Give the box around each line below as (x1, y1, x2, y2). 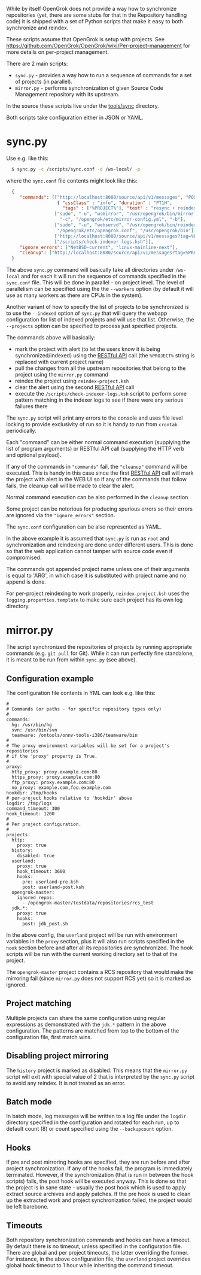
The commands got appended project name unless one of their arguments (6, 566, 190, 573)
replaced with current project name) (14, 359, 104, 366)
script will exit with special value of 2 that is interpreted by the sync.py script (6, 1073, 195, 1080)
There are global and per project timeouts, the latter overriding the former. (6, 1249, 189, 1256)
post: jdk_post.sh (22, 921, 68, 927)
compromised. (6, 554, 42, 561)
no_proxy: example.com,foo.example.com (11, 784, 111, 791)
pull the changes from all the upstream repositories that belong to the (14, 365, 186, 372)
